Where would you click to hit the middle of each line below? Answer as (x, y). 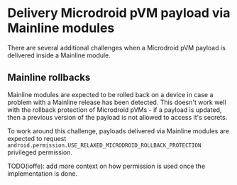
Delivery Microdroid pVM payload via (119, 13)
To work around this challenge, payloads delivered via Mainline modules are (118, 131)
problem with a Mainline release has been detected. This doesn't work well (117, 102)
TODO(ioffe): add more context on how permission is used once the (106, 166)
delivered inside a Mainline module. (59, 55)
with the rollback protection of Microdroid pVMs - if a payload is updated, (115, 110)
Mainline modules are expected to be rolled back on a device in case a (110, 94)
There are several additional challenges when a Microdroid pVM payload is (116, 47)
